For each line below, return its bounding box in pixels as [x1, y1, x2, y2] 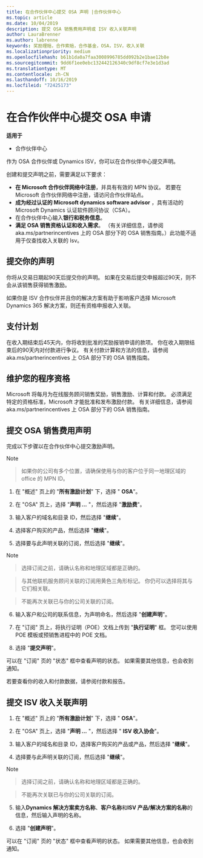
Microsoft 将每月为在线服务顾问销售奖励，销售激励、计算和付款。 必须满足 [6, 391, 193, 398]
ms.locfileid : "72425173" [6, 83, 72, 89]
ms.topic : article [6, 15, 53, 21]
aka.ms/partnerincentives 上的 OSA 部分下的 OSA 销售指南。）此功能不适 [15, 229, 197, 236]
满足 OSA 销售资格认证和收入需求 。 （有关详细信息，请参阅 [15, 221, 164, 229]
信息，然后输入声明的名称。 [15, 812, 85, 818]
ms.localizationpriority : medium [6, 49, 91, 55]
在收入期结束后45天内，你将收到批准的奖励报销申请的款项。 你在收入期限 [6, 338, 190, 346]
